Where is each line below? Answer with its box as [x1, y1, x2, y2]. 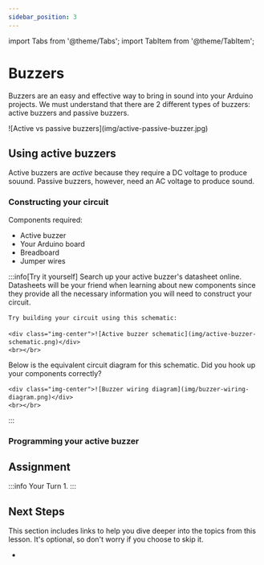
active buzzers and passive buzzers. [8, 108, 130, 117]
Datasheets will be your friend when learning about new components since [8, 280, 256, 289]
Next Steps [8, 505, 65, 518]
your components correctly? [8, 368, 102, 378]
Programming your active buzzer [8, 435, 140, 446]
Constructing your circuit [8, 197, 109, 208]
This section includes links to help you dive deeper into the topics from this [8, 526, 257, 536]
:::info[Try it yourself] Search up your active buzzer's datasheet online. [8, 272, 242, 281]
